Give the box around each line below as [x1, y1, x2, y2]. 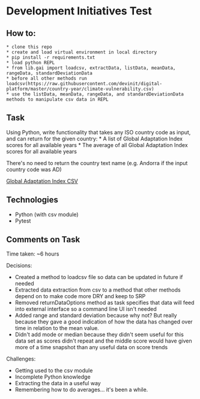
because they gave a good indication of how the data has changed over [14, 318, 193, 325]
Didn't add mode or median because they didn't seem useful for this [14, 331, 184, 338]
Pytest [14, 217, 31, 224]
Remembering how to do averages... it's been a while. [14, 386, 148, 394]
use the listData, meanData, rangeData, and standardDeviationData [11, 91, 184, 97]
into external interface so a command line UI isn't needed [14, 305, 157, 313]
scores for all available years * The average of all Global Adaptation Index [6, 141, 188, 148]
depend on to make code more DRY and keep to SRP [14, 293, 146, 300]
